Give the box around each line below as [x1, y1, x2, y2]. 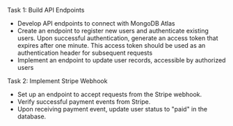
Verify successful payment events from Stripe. [17, 98, 151, 106]
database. [17, 112, 47, 120]
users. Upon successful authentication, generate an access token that [17, 34, 218, 42]
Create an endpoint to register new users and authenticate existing [17, 27, 209, 35]
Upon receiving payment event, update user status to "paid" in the [17, 105, 207, 113]
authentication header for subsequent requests [17, 48, 153, 57]
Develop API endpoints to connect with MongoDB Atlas [17, 19, 175, 27]
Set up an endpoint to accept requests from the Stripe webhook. [17, 90, 202, 98]
